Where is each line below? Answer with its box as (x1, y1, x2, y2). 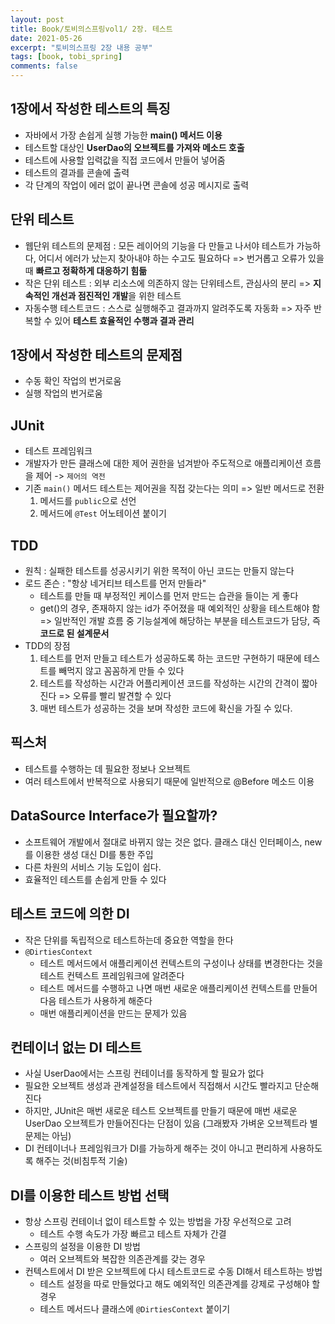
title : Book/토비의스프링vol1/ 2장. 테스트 (10, 24, 173, 34)
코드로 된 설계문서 (39, 627, 110, 640)
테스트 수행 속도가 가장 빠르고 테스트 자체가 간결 (39, 1228, 227, 1240)
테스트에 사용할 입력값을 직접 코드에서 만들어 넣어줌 (24, 154, 226, 166)
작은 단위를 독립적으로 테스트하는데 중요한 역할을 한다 (24, 934, 234, 946)
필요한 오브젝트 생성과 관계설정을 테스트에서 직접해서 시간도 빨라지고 (24, 1080, 293, 1092)
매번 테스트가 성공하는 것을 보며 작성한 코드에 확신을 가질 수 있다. (39, 702, 293, 715)
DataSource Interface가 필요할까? (10, 807, 218, 825)
